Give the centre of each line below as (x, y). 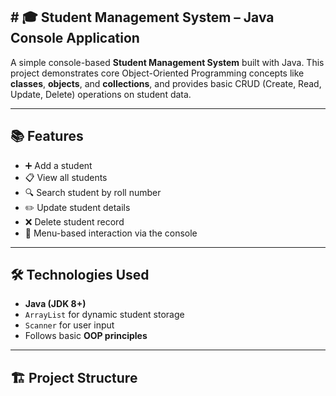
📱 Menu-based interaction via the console (111, 233)
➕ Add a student (58, 165)
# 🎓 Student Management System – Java (142, 17)
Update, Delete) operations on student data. (101, 94)
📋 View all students (66, 177)
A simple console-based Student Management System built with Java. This (167, 62)
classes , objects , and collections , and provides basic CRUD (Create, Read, (166, 83)
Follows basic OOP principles (86, 336)
